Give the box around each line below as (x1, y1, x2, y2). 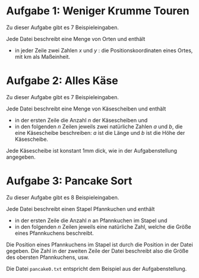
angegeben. (6, 153, 36, 160)
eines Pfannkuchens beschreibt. (14, 229, 94, 236)
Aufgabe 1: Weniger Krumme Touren (6, 4, 189, 18)
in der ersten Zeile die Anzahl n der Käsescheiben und (14, 116, 148, 124)
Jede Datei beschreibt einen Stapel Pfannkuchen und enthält (6, 205, 155, 212)
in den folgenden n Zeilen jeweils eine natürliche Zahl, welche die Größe (14, 223, 191, 230)
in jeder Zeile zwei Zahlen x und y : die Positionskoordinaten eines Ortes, (14, 46, 193, 54)
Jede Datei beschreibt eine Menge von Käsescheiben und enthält (6, 105, 166, 112)
